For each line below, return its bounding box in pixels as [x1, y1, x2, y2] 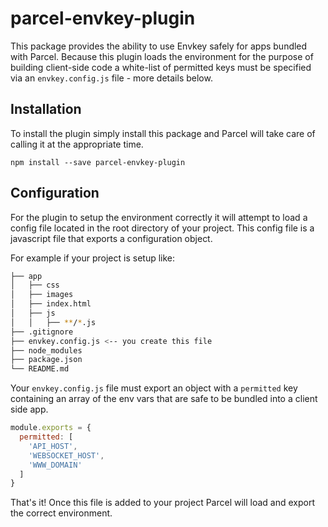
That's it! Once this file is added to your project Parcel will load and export [10, 497, 316, 509]
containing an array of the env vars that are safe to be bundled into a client [10, 393, 318, 405]
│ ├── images [10, 290, 74, 300]
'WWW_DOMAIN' [28, 460, 83, 470]
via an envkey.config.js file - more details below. [10, 72, 213, 84]
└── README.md [10, 364, 70, 374]
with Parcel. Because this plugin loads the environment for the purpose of [10, 50, 314, 62]
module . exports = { [10, 423, 92, 433]
